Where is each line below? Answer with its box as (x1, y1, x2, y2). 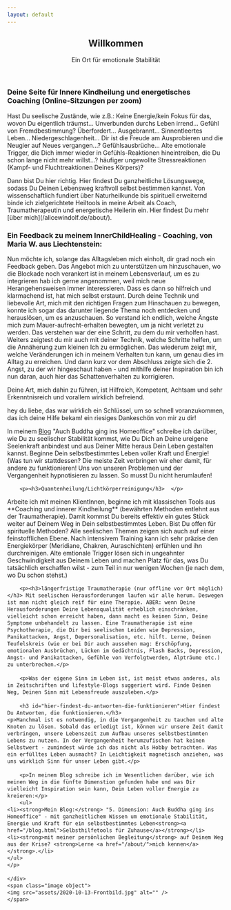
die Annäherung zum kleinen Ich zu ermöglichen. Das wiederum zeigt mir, (7, 343, 217, 352)
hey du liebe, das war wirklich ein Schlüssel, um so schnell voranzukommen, (7, 406, 225, 415)
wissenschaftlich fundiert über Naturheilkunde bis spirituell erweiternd (7, 191, 208, 200)
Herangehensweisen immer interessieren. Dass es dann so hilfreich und (7, 284, 212, 293)
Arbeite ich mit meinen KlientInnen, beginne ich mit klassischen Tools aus (7, 497, 216, 506)
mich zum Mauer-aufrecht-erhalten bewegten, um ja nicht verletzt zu (7, 321, 203, 330)
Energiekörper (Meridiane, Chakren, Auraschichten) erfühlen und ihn (7, 542, 203, 550)
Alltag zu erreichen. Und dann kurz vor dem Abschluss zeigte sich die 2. (7, 358, 212, 366)
